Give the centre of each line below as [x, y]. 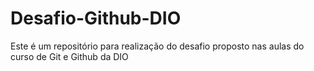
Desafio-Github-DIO [96, 18]
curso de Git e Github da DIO [69, 56]
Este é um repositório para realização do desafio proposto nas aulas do [157, 46]
